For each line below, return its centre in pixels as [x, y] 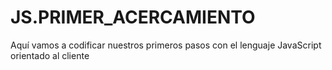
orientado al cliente [50, 55]
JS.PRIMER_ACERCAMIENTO [133, 17]
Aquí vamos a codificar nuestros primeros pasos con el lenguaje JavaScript [166, 45]
